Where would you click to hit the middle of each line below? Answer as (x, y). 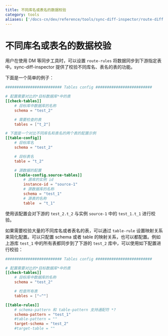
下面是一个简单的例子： (30, 78)
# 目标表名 (24, 156)
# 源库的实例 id (39, 180)
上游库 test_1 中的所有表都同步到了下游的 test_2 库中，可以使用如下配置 (81, 243)
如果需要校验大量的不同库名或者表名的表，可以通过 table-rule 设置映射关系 (84, 231)
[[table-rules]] (22, 305)
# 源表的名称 (35, 198)
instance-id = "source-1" (51, 185)
